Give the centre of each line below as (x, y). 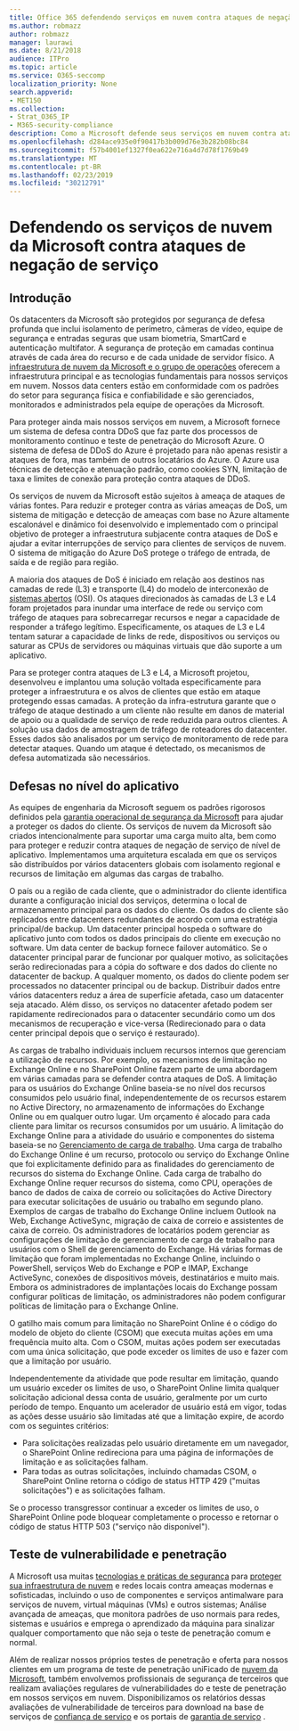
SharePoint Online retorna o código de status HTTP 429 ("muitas (141, 1481)
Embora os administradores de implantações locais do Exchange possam (143, 1287)
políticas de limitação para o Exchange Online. (94, 1306)
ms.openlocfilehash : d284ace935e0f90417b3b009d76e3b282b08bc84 (129, 142)
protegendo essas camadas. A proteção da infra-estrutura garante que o (143, 701)
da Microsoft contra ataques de (128, 246)
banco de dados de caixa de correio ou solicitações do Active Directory (141, 1192)
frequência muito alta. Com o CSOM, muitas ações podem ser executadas (145, 1341)
